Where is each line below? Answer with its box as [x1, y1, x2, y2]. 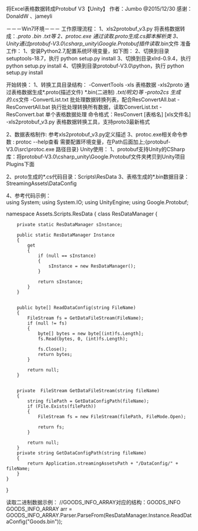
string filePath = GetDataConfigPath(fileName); [27, 398, 150, 404]
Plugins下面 [6, 161, 35, 167]
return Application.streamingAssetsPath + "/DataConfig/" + [27, 460, 178, 466]
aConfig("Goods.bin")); [6, 518, 63, 525]
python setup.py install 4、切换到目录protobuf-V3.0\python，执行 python [6, 62, 184, 69]
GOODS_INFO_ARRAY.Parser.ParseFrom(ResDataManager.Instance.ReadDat [6, 512, 192, 519]
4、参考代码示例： [6, 192, 51, 199]
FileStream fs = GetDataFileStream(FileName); [27, 315, 144, 321]
